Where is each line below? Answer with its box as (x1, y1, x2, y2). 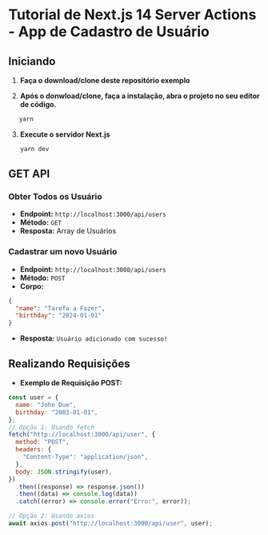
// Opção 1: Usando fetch (8, 423, 94, 431)
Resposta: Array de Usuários (19, 226, 117, 236)
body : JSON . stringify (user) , (15, 468, 113, 476)
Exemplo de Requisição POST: (19, 378, 122, 388)
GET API (8, 167, 50, 181)
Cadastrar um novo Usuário (8, 246, 118, 258)
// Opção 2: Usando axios (8, 512, 94, 521)
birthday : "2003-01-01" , (15, 408, 98, 417)
